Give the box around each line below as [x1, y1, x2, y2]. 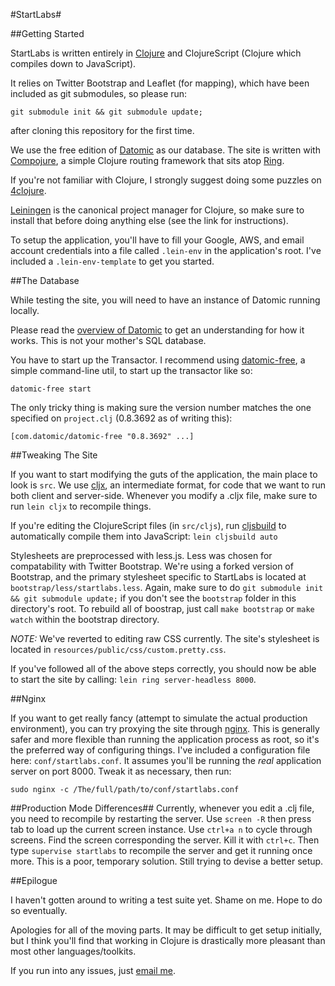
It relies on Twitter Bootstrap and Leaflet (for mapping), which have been [10, 77, 310, 89]
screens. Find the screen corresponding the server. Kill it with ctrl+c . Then [10, 834, 320, 846]
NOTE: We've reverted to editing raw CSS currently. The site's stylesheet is [10, 633, 320, 644]
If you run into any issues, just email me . [10, 965, 177, 976]
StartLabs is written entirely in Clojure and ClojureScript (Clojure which [10, 47, 302, 59]
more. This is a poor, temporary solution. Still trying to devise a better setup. [10, 855, 324, 867]
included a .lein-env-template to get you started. [10, 255, 215, 267]
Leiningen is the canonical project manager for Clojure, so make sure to [10, 204, 305, 216]
